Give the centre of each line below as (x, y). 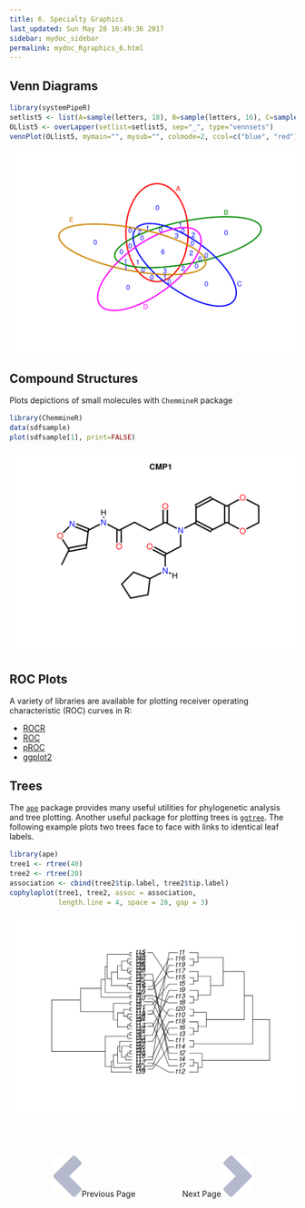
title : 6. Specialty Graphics (67, 19)
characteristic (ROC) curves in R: (71, 711)
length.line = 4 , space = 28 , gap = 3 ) (133, 902)
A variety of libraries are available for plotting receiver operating (129, 701)
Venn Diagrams (54, 86)
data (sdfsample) (40, 428)
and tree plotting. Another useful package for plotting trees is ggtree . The (147, 818)
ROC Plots (39, 679)
